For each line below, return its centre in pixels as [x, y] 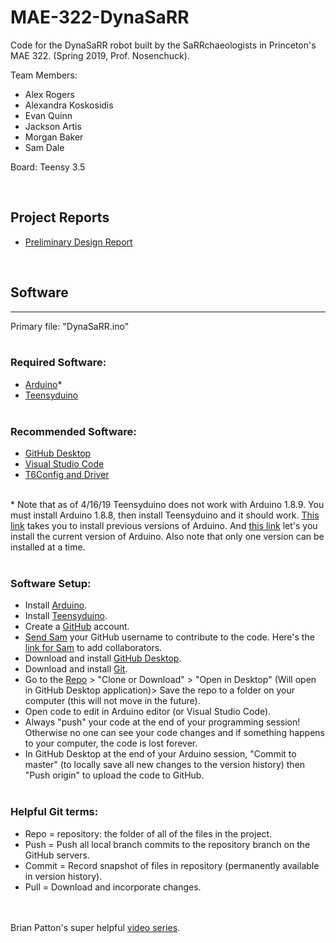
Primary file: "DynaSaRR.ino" [70, 326]
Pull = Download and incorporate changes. [113, 887]
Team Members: [44, 75]
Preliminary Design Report [78, 242]
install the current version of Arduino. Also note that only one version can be [167, 537]
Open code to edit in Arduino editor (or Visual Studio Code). [148, 712]
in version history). [63, 876]
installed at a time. [48, 547]
